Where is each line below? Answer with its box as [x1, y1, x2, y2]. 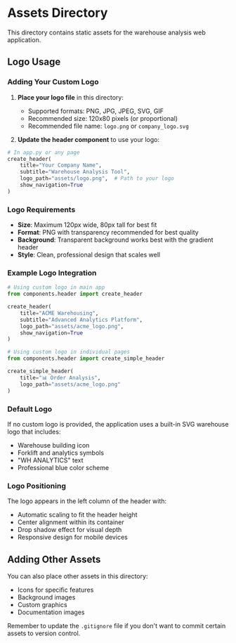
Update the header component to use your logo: [17, 135, 160, 143]
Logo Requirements [7, 204, 76, 214]
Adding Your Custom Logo [7, 77, 99, 87]
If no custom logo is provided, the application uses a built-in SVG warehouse [7, 420, 229, 428]
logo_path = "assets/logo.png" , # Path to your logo [20, 175, 174, 182]
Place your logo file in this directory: [17, 93, 124, 101]
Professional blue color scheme [17, 463, 110, 472]
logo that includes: [7, 427, 61, 436]
